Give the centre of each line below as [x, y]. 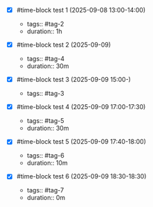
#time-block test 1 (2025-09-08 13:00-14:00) [81, 10]
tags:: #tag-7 [45, 190]
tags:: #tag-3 [45, 94]
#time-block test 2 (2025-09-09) [64, 45]
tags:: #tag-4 [46, 59]
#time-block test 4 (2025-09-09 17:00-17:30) [81, 107]
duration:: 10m [47, 163]
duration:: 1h [45, 31]
